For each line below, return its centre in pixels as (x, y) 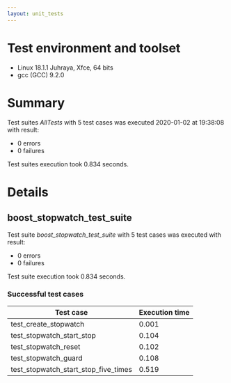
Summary (36, 103)
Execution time (164, 312)
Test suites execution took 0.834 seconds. (68, 164)
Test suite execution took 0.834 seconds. (66, 276)
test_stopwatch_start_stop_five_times (71, 369)
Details (28, 192)
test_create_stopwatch (48, 324)
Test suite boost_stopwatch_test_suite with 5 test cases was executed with (114, 235)
